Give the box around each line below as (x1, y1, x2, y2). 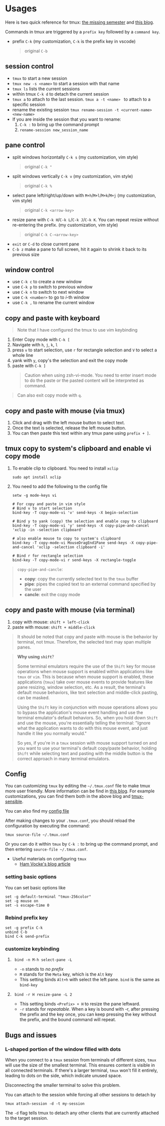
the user (24, 586, 42, 592)
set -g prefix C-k (5, 925, 43, 930)
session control (5, 62, 54, 70)
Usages (5, 3, 37, 14)
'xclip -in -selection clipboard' (12, 527, 83, 532)
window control (5, 266, 54, 274)
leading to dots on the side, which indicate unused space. (5, 1073, 122, 1079)
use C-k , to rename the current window (12, 300, 95, 306)
